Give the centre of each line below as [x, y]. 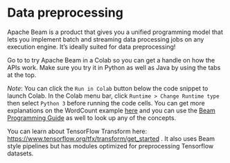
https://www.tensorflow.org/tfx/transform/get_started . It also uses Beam [111, 138]
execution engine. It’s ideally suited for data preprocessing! [91, 46]
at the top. [22, 75]
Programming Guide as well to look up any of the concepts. [92, 118]
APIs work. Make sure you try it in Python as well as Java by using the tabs [114, 67]
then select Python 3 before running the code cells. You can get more [106, 103]
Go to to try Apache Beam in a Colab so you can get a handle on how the [111, 60]
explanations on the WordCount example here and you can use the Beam [112, 110]
